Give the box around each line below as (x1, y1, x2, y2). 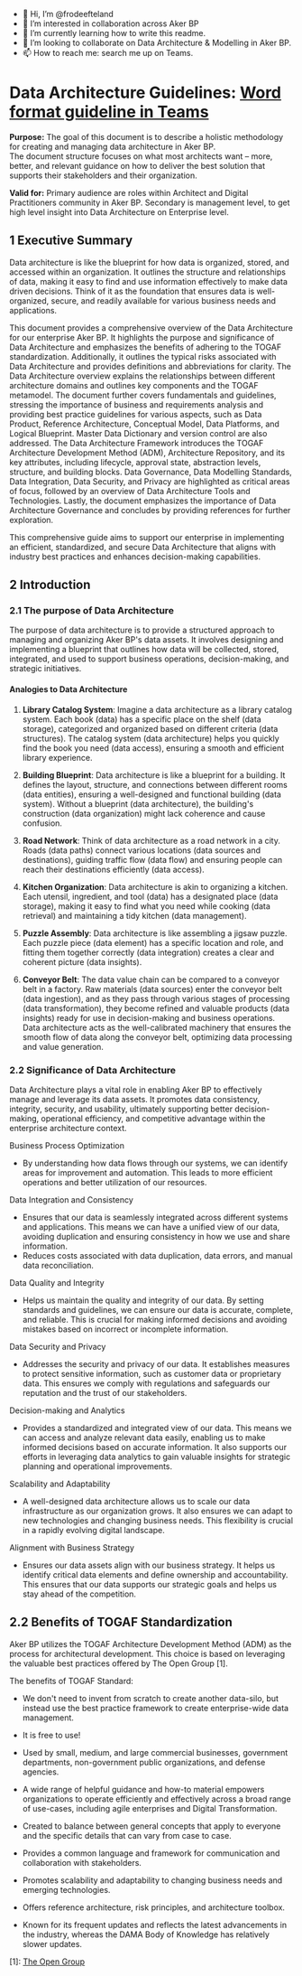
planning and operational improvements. (22, 1460, 173, 1472)
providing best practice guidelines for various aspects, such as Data (9, 408, 262, 419)
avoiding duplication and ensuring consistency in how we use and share (22, 1231, 290, 1241)
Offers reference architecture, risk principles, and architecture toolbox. (22, 1902, 286, 1913)
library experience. (22, 752, 93, 763)
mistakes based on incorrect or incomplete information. (22, 1324, 229, 1335)
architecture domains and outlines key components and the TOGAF (9, 379, 259, 390)
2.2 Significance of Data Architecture (9, 1063, 177, 1076)
